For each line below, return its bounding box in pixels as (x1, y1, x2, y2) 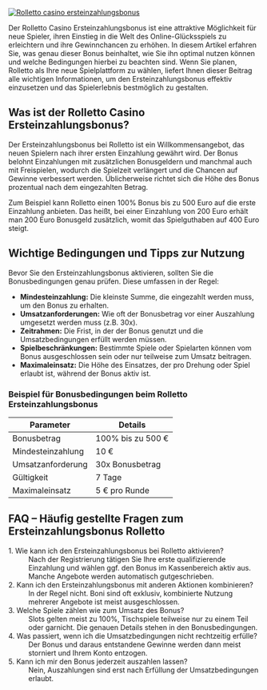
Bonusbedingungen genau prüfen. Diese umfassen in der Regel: (8, 276, 220, 286)
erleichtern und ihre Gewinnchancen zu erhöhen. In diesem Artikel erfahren (8, 40, 257, 50)
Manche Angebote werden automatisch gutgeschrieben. (28, 571, 214, 581)
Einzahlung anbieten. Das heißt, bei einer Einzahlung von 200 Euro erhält (8, 206, 249, 216)
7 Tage (95, 471, 122, 482)
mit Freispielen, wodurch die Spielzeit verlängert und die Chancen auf (8, 165, 238, 175)
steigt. (8, 223, 30, 232)
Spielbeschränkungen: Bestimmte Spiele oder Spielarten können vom (19, 343, 252, 353)
